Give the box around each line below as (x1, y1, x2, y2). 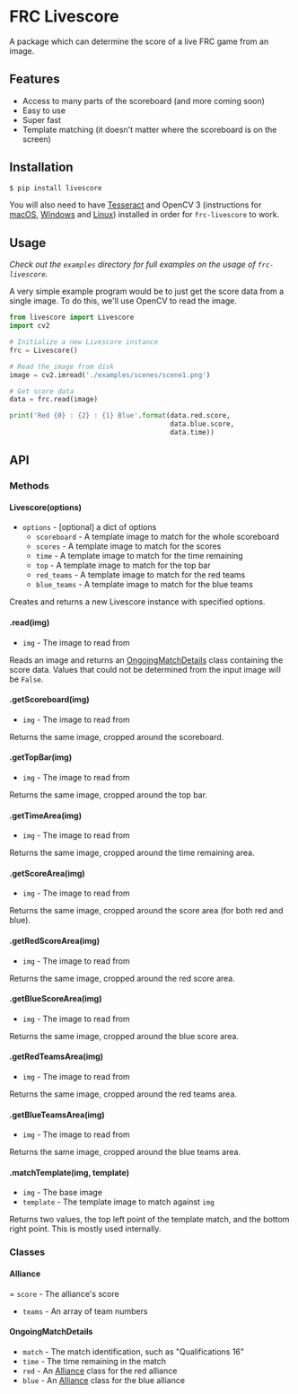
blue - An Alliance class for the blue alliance (22, 1374, 186, 1385)
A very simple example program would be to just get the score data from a (9, 286, 285, 297)
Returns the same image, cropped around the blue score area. (9, 1030, 240, 1041)
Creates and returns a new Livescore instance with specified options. (9, 596, 266, 607)
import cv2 (9, 322, 50, 331)
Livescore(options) (9, 501, 83, 513)
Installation (9, 160, 74, 175)
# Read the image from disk (9, 362, 115, 371)
